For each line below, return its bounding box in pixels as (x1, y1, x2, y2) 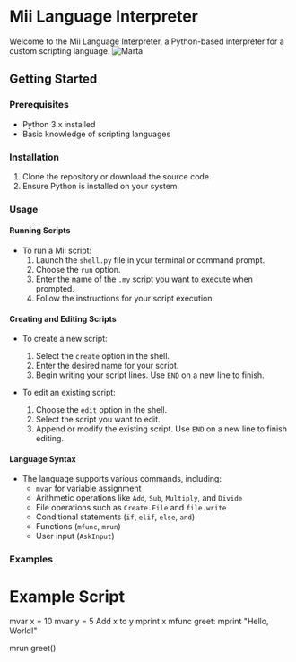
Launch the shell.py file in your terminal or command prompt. (35, 255, 266, 266)
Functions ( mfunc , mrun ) (35, 521, 121, 532)
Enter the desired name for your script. (35, 361, 179, 371)
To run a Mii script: (22, 245, 92, 257)
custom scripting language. (9, 45, 110, 56)
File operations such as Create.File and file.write (35, 502, 227, 513)
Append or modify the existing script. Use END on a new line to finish (35, 423, 287, 434)
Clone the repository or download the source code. (22, 170, 212, 181)
